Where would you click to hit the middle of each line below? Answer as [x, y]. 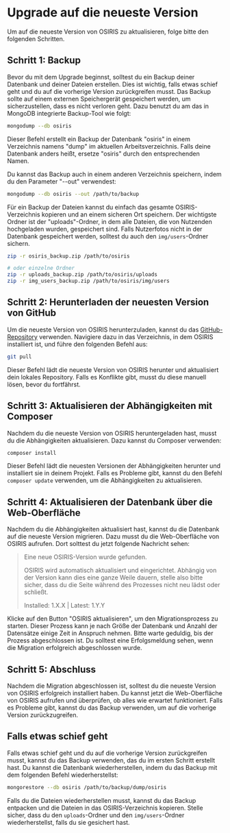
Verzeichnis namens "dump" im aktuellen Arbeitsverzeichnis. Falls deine [109, 146]
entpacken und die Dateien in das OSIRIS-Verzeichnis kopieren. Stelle [105, 808]
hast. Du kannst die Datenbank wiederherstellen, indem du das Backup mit [112, 767]
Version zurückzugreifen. [43, 715]
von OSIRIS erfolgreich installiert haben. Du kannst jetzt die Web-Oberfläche [115, 693]
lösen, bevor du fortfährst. [44, 384]
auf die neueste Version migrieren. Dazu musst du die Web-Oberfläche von [113, 536]
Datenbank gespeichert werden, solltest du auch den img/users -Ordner [108, 236]
